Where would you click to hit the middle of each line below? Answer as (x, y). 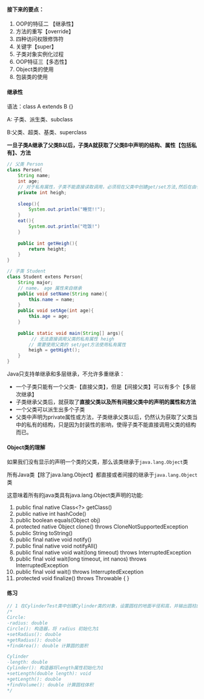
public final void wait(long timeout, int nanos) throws (81, 559)
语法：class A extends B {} (40, 107)
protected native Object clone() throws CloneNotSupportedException (102, 527)
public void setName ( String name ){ (63, 294)
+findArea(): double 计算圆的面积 (48, 646)
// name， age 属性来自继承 (50, 288)
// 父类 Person (25, 164)
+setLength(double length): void (49, 674)
